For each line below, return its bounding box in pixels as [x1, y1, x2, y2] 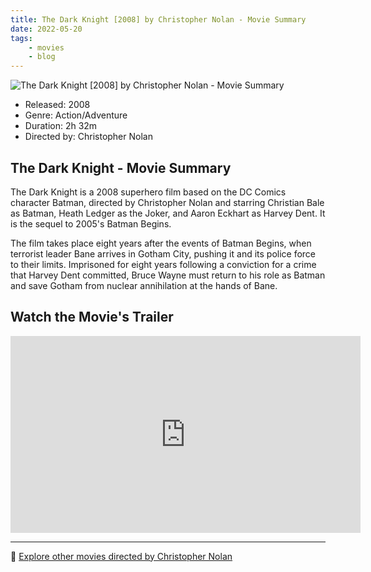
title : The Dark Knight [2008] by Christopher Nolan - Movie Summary [10, 14, 307, 25]
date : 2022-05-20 [10, 24, 83, 34]
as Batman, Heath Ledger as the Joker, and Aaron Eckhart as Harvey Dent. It [10, 207, 326, 219]
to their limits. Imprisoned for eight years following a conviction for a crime [10, 258, 317, 270]
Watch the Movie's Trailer [10, 309, 174, 326]
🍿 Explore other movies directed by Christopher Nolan [10, 550, 233, 562]
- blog [28, 52, 56, 62]
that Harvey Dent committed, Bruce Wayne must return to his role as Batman [10, 269, 326, 281]
